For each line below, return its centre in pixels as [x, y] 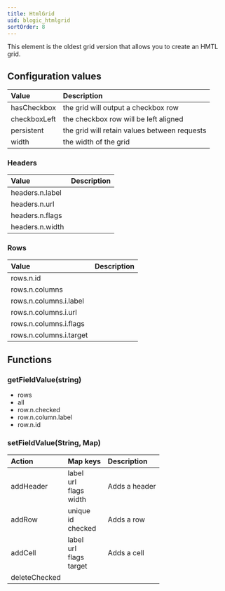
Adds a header [132, 486]
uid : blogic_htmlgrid [39, 20]
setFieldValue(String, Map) [54, 443]
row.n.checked [39, 410]
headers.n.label [36, 193]
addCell [23, 552]
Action [22, 461]
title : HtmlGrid [31, 14]
